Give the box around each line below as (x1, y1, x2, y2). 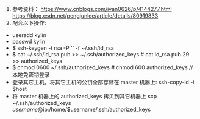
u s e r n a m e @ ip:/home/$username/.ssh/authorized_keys (12, 106, 151, 113)
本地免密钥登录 (12, 71, 50, 78)
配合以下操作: (12, 19, 46, 26)
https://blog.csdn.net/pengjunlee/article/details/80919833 (12, 12, 159, 19)
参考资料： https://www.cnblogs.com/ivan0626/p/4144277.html (12, 5, 172, 12)
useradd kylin (12, 32, 47, 38)
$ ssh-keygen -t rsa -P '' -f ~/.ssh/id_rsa (12, 44, 114, 52)
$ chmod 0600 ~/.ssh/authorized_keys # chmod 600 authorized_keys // (12, 64, 193, 71)
